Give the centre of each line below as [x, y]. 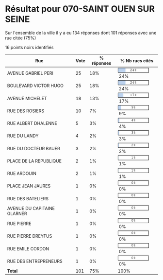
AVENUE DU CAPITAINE [31, 209]
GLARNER [17, 214]
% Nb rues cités [137, 61]
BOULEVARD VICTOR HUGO [35, 86]
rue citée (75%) [21, 38]
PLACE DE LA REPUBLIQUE [34, 161]
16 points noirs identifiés [29, 47]
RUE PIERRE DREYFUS [30, 236]
